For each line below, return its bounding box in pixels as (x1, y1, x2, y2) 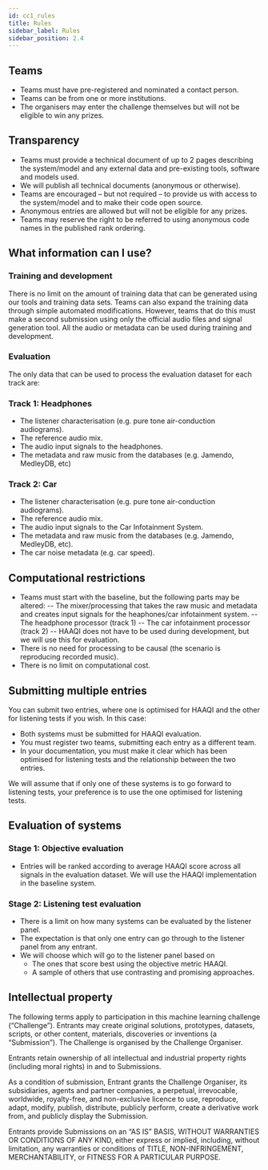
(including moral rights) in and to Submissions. (8, 1061, 162, 1071)
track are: (8, 377, 40, 387)
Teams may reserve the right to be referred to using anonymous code (19, 214, 250, 224)
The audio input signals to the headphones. (19, 442, 163, 451)
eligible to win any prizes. (19, 111, 104, 120)
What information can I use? (8, 246, 152, 260)
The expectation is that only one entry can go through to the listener (19, 934, 246, 943)
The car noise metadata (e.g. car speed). (19, 548, 155, 558)
